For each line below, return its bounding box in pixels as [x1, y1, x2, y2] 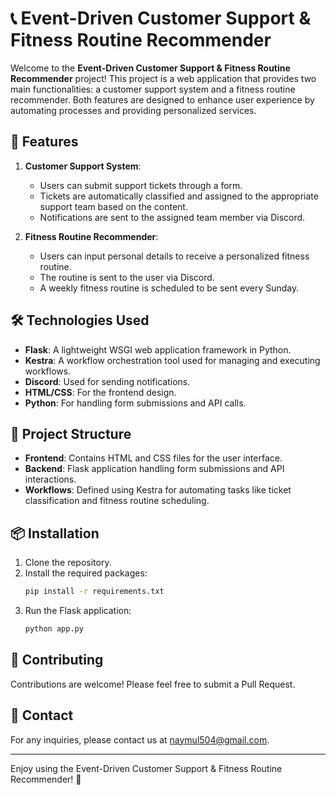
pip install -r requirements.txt [24, 587, 165, 597]
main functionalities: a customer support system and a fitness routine [10, 83, 296, 95]
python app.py [24, 624, 84, 634]
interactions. [24, 473, 77, 486]
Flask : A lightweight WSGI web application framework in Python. [24, 343, 292, 356]
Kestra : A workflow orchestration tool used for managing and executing [24, 354, 321, 366]
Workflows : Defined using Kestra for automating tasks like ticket [24, 484, 292, 496]
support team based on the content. [39, 200, 188, 212]
